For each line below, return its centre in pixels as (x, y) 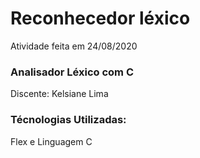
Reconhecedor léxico (100, 18)
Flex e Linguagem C (51, 141)
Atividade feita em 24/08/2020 (74, 46)
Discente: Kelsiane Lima (59, 94)
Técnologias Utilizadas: (68, 120)
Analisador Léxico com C (72, 72)
